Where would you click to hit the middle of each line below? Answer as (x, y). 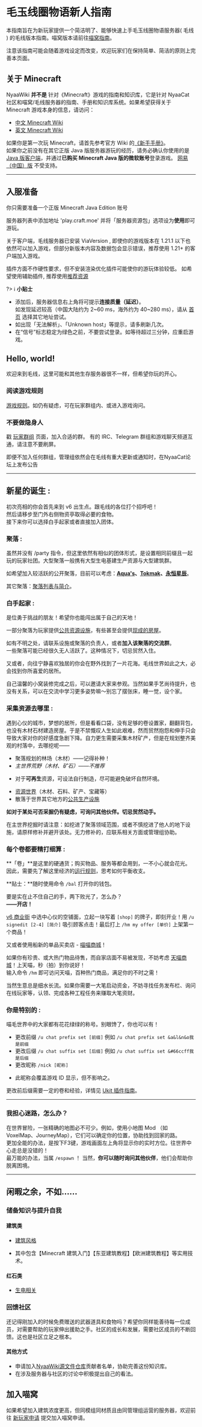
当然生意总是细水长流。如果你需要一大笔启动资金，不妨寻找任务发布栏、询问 (101, 985)
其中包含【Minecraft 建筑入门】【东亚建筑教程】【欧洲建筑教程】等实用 (101, 1253)
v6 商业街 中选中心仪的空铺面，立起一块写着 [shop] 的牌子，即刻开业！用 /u (100, 917)
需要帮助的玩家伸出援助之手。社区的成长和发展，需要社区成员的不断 (106, 1329)
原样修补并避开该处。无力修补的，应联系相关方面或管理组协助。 (101, 832)
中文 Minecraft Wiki (39, 122)
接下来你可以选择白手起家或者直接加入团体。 (62, 521)
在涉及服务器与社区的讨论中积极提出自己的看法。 (75, 1373)
